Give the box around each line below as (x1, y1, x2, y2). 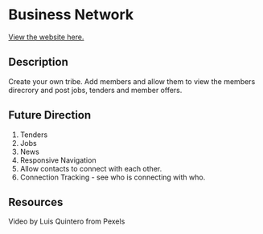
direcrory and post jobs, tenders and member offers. (8, 85, 183, 95)
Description (8, 55, 68, 69)
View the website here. (8, 32, 84, 42)
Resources (8, 195, 64, 209)
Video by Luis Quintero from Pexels (8, 216, 125, 226)
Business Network (8, 6, 134, 24)
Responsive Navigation (19, 155, 97, 165)
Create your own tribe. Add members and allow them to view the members (8, 76, 256, 86)
